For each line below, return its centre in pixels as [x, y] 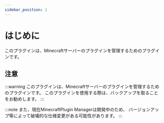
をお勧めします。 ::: [24, 99]
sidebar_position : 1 [26, 10]
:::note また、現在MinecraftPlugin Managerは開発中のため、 [66, 110]
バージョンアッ [144, 110]
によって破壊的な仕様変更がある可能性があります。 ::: [68, 116]
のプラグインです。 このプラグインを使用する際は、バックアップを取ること [82, 93]
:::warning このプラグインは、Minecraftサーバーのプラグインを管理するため [82, 87]
